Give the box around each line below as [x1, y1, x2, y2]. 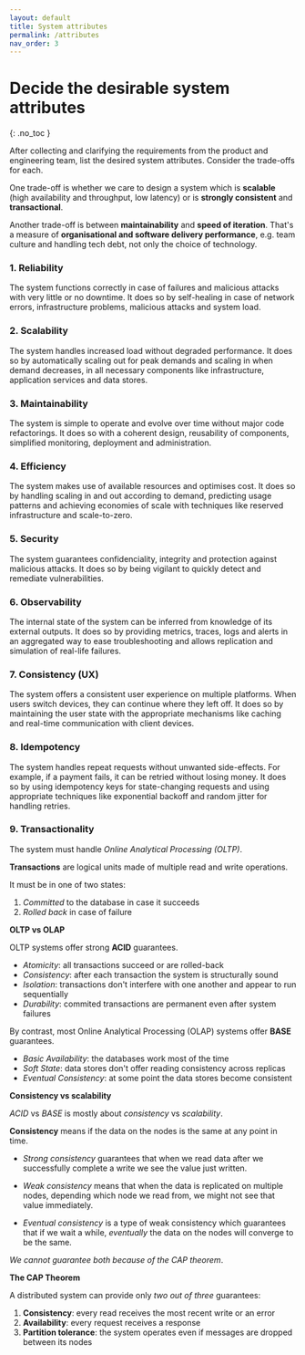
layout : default [9, 13, 71, 23]
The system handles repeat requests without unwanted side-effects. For [9, 761, 280, 772]
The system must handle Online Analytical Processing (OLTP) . [9, 843, 243, 854]
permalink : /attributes [9, 30, 100, 39]
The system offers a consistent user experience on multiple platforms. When [9, 689, 297, 700]
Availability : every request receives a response [22, 1317, 201, 1328]
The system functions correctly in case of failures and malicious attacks [9, 282, 280, 293]
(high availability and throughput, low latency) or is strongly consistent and [9, 193, 293, 203]
